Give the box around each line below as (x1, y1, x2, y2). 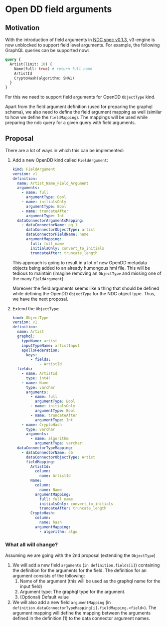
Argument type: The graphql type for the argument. (19, 588, 126, 594)
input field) (19, 583, 42, 589)
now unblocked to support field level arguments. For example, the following (5, 42, 160, 48)
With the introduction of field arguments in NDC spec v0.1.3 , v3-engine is (5, 37, 156, 43)
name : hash (39, 520, 62, 525)
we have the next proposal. (12, 296, 68, 302)
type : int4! (25, 375, 51, 381)
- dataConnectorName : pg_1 (21, 223, 78, 228)
